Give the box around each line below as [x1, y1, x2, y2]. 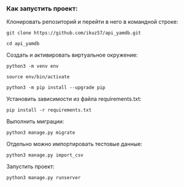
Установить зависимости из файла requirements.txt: [6, 95, 142, 103]
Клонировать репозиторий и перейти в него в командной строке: [6, 18, 178, 26]
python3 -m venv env [6, 63, 59, 70]
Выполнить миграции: [6, 118, 64, 125]
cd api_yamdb [6, 41, 40, 47]
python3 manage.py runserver [6, 175, 81, 181]
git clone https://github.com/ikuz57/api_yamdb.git [6, 30, 141, 36]
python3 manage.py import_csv [6, 152, 84, 158]
